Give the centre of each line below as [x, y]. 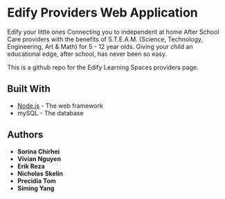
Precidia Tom [37, 180]
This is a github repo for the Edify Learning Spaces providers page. [103, 67]
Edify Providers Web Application [103, 13]
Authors [25, 135]
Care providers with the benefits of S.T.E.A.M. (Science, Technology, [105, 39]
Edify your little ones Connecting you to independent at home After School [113, 32]
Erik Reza [31, 166]
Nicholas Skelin [40, 173]
